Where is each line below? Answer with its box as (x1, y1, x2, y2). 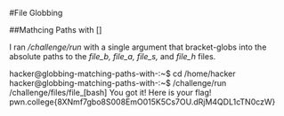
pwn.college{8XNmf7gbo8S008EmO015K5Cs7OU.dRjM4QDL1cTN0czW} (9, 97, 276, 107)
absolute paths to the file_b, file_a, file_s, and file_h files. (9, 51, 216, 61)
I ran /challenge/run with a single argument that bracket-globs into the (9, 42, 267, 52)
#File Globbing (9, 8, 63, 18)
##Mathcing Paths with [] (9, 25, 102, 35)
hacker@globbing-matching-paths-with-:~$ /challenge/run (9, 78, 227, 88)
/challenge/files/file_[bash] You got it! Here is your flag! (9, 88, 212, 97)
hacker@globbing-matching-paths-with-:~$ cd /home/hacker (9, 68, 236, 79)
